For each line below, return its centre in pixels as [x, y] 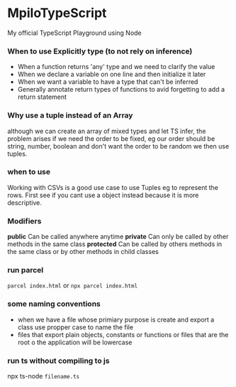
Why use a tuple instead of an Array [70, 115]
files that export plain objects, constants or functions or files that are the [123, 334]
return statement [42, 97]
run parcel [26, 270]
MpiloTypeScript [57, 13]
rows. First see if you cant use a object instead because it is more [103, 195]
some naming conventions [54, 304]
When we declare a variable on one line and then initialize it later [112, 74]
